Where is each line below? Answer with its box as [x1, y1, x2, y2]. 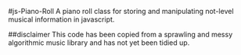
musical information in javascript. [8, 15, 115, 24]
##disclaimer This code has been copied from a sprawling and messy [8, 30, 233, 39]
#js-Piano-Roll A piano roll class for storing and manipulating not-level [8, 7, 234, 15]
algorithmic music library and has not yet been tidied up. [8, 38, 190, 47]
